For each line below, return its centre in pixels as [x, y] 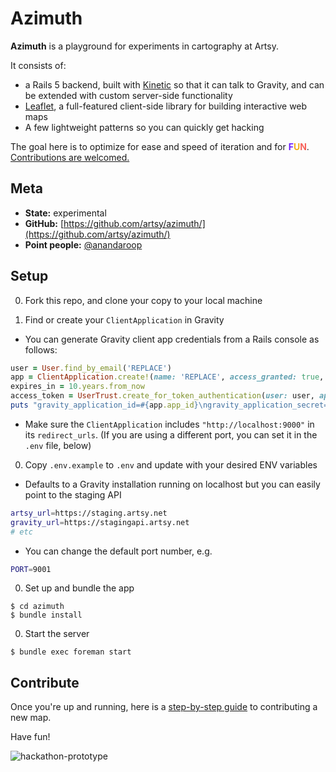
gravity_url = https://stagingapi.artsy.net [100, 522]
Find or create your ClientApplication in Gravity [124, 319]
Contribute [45, 682]
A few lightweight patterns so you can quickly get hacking [144, 127]
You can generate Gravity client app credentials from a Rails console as [172, 339]
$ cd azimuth [37, 607]
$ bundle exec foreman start [71, 652]
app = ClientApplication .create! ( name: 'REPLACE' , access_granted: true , [167, 377]
